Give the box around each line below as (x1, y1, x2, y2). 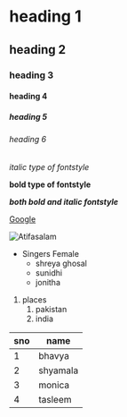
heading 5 (9, 111, 48, 122)
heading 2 (9, 42, 67, 57)
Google (9, 213, 36, 225)
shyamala (38, 364, 79, 377)
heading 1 (9, 6, 82, 27)
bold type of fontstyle (9, 179, 91, 190)
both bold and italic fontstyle (9, 196, 119, 207)
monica (38, 379, 69, 391)
